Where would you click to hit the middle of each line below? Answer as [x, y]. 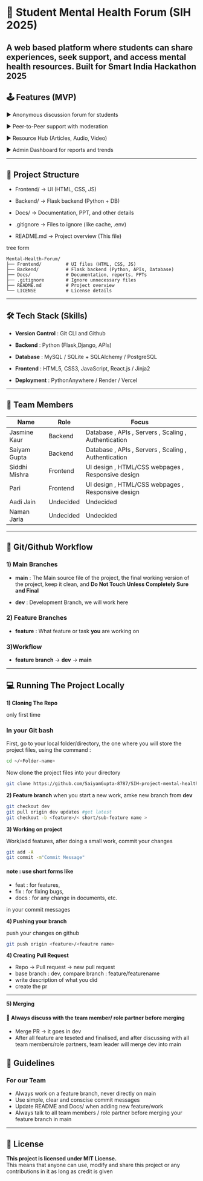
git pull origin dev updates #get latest [59, 812]
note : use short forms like [40, 871]
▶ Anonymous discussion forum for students [63, 115]
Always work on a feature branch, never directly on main [85, 1094]
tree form [18, 248]
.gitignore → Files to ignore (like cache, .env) [71, 225]
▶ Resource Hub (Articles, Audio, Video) [57, 138]
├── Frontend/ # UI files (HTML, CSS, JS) [71, 265]
